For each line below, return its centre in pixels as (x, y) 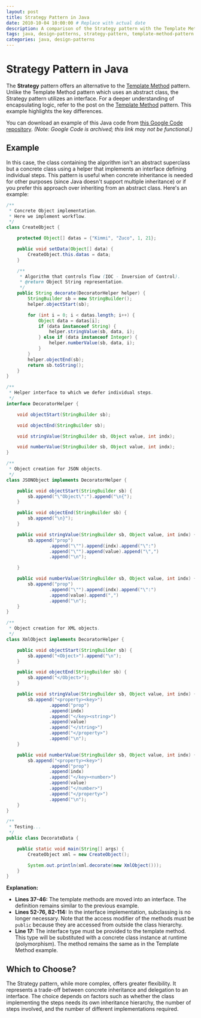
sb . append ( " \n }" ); (51, 518)
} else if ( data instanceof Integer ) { (88, 338)
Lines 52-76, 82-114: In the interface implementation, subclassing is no (103, 912)
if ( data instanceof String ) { (77, 326)
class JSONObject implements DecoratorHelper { (67, 480)
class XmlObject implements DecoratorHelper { (65, 639)
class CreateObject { (33, 227)
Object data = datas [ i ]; (69, 321)
